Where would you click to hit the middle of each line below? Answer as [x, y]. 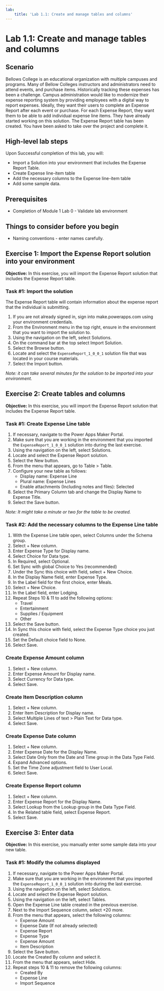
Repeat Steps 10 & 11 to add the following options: [63, 598]
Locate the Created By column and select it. [57, 957]
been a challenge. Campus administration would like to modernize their [77, 94]
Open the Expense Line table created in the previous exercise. [75, 904]
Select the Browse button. [39, 348]
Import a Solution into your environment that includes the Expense [79, 163]
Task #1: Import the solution [39, 291]
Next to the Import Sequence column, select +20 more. [68, 910]
